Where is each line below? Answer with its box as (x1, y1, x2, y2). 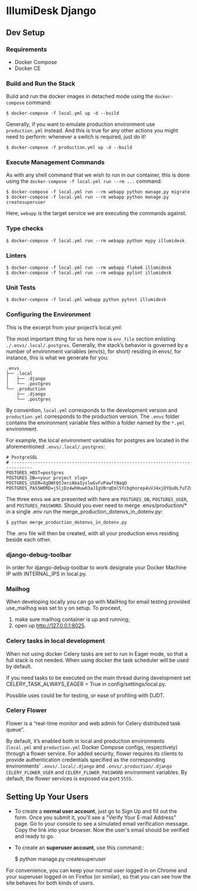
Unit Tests (6, 283, 36, 292)
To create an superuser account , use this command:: (14, 844, 144, 851)
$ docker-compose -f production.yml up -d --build (6, 145, 133, 151)
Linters (6, 251, 27, 259)
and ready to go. (14, 832, 55, 839)
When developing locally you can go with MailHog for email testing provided (6, 598, 191, 605)
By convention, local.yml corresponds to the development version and (6, 406, 178, 413)
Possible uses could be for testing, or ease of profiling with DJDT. (6, 692, 165, 699)
